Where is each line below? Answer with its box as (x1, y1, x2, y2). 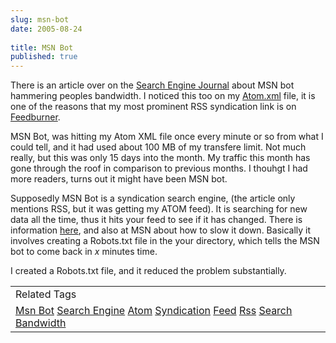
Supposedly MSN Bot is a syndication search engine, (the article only (10, 192, 296, 205)
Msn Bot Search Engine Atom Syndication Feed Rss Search (15, 304, 293, 318)
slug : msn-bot (10, 14, 70, 25)
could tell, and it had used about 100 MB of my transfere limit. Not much (10, 141, 307, 153)
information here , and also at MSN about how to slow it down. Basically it (10, 224, 312, 236)
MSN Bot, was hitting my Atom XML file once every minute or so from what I (10, 131, 324, 143)
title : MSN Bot (10, 42, 74, 53)
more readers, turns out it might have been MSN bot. (10, 173, 228, 185)
